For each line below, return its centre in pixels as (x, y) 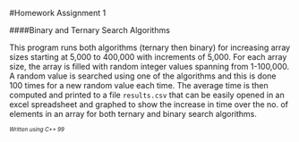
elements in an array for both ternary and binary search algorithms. (133, 114)
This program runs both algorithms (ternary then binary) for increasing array (150, 47)
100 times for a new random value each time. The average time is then (139, 85)
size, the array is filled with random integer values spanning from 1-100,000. (149, 67)
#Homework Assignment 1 (58, 13)
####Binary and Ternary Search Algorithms (90, 30)
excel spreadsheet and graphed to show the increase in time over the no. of (149, 104)
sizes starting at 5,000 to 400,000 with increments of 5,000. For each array (148, 57)
